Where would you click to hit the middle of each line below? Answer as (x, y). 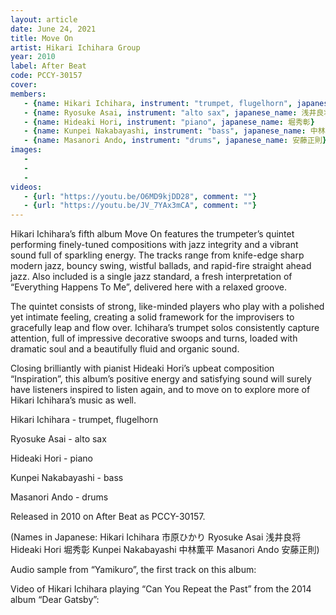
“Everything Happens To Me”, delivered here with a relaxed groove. (148, 287)
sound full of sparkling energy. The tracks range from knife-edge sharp (157, 255)
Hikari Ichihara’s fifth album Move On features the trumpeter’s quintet (152, 234)
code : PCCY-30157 (46, 76)
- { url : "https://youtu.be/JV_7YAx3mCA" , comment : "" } (140, 206)
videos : (26, 187)
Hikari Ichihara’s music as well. (73, 400)
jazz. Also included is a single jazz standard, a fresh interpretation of (151, 277)
